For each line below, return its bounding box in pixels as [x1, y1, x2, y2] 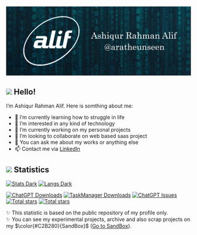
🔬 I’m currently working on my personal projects [14, 126, 131, 133]
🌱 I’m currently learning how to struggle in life [14, 114, 125, 121]
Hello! [13, 86, 36, 97]
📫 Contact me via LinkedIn [14, 145, 80, 153]
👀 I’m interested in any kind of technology [14, 120, 116, 127]
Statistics [13, 164, 50, 174]
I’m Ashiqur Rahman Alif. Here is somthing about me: [6, 102, 133, 109]
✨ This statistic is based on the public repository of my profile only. [6, 209, 168, 216]
